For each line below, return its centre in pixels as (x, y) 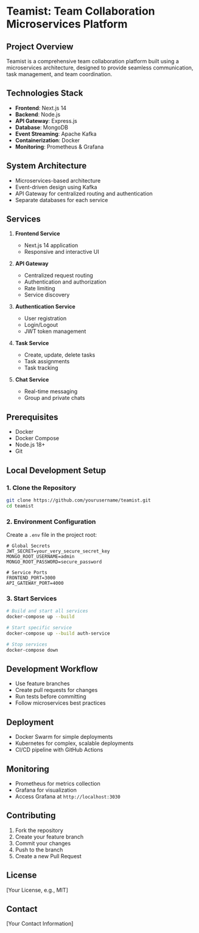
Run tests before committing (51, 697)
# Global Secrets (28, 546)
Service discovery (47, 295)
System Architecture (47, 166)
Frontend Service (37, 234)
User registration (45, 318)
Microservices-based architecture (58, 180)
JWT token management (55, 331)
